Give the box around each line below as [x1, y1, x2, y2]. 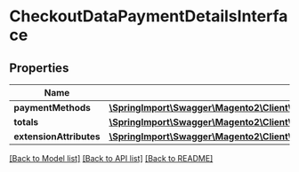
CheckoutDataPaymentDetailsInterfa [9, 6, 288, 27]
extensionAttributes [13, 130, 101, 143]
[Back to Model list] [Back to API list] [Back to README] [9, 153, 214, 163]
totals [13, 116, 39, 128]
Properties [9, 60, 69, 75]
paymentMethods [13, 102, 92, 113]
